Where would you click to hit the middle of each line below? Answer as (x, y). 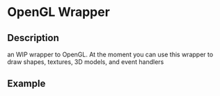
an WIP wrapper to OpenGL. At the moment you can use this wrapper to (110, 54)
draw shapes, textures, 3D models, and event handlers (86, 62)
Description (33, 38)
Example (26, 84)
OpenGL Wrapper (58, 12)
